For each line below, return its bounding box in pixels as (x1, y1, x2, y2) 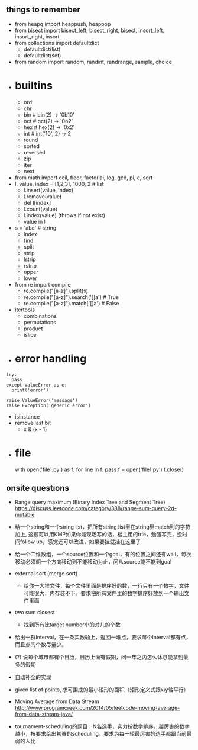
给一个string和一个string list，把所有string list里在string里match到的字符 (14, 523, 191, 530)
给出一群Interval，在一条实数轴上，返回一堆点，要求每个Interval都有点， (14, 633, 191, 641)
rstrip (23, 262, 37, 269)
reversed (23, 149, 46, 156)
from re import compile (14, 281, 71, 288)
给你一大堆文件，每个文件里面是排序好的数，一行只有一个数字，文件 (23, 582, 190, 590)
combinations (23, 312, 57, 319)
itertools (14, 306, 35, 313)
